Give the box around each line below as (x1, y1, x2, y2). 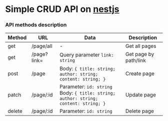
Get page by (125, 51, 154, 58)
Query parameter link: (59, 51, 114, 58)
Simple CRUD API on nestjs (5, 3, 119, 15)
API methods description (5, 21, 67, 28)
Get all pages (125, 42, 156, 49)
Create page (125, 70, 155, 77)
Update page (125, 91, 156, 98)
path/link (125, 57, 146, 64)
